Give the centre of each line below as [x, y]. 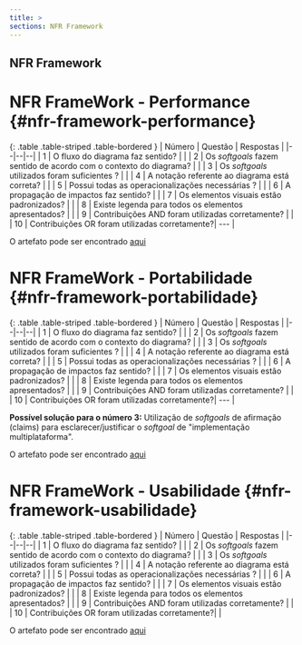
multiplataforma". [42, 436]
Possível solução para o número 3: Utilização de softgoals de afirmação [146, 417]
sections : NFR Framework [56, 26]
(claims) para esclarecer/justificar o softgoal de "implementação [130, 427]
